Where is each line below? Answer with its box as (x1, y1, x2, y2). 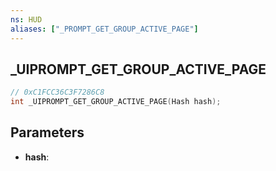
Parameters (10, 124, 85, 141)
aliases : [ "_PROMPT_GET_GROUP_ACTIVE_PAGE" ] (10, 24, 199, 34)
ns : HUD (10, 14, 43, 25)
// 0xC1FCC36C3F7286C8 (10, 87, 105, 98)
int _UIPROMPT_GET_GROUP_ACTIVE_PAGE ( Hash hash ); (10, 97, 222, 107)
